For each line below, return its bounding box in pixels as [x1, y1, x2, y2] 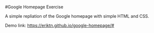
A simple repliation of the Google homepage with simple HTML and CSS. [5, 13, 150, 19]
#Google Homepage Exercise [5, 4, 64, 10]
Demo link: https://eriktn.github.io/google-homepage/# [5, 22, 114, 28]
